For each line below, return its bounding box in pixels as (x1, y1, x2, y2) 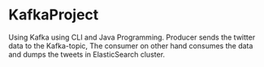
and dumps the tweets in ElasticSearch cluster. (8, 49, 165, 59)
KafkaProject (8, 6, 99, 24)
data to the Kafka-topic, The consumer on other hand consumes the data (8, 40, 253, 50)
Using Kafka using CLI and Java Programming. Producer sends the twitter (8, 32, 256, 42)
